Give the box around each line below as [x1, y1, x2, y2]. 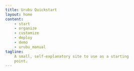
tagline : [5, 49, 24, 54]
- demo [14, 40, 28, 45]
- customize [14, 30, 39, 35]
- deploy [14, 35, 33, 40]
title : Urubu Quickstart [5, 7, 57, 12]
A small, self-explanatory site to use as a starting [14, 53, 129, 59]
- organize [14, 26, 37, 31]
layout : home [5, 12, 33, 17]
